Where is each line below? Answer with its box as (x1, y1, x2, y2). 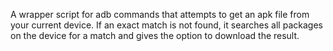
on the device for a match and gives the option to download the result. (10, 30, 300, 41)
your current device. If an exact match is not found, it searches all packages (10, 19, 323, 31)
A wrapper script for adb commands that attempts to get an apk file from (10, 9, 310, 20)
